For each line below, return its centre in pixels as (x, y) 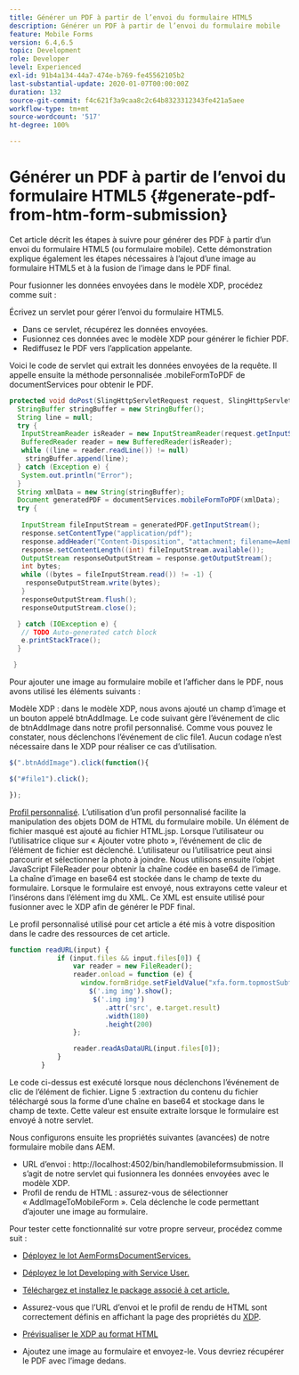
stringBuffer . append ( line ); (77, 459)
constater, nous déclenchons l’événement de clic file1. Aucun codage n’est (145, 737)
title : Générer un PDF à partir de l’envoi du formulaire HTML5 (131, 17)
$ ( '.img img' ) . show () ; (131, 991)
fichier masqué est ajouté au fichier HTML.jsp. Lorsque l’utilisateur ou (137, 831)
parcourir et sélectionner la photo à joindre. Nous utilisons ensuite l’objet (142, 859)
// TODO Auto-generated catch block (89, 632)
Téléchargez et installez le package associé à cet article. (125, 1289)
